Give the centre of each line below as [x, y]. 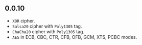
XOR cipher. [23, 20]
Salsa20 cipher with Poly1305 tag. [47, 26]
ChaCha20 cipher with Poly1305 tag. [48, 31]
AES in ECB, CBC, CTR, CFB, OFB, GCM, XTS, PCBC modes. [75, 37]
